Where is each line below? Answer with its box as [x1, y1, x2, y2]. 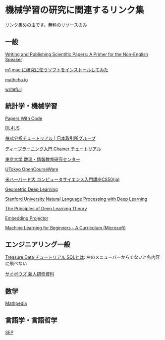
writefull [5, 86, 22, 92]
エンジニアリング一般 [5, 240, 70, 248]
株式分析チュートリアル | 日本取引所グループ [5, 135, 96, 141]
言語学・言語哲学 [5, 316, 57, 325]
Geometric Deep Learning [5, 186, 58, 192]
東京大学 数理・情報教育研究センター [5, 156, 80, 162]
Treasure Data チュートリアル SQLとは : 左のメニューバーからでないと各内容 [5, 254, 160, 260]
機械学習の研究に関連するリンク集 [5, 4, 145, 16]
